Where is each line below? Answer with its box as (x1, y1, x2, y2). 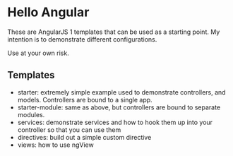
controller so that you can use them (17, 125, 121, 134)
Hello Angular (7, 4, 90, 20)
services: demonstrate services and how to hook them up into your (17, 118, 213, 126)
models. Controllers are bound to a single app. (17, 95, 153, 104)
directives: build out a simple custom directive (17, 133, 152, 141)
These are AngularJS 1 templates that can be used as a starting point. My (7, 28, 220, 36)
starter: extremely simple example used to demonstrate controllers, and (17, 88, 226, 96)
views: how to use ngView (17, 140, 94, 149)
